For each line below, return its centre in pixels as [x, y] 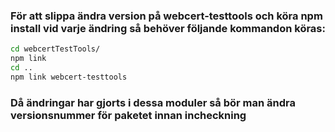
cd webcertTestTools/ [55, 49]
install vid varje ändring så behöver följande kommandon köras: [168, 28]
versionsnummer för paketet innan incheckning [128, 115]
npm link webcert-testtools [69, 77]
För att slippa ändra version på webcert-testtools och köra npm [166, 16]
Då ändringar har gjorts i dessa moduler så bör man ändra [153, 102]
